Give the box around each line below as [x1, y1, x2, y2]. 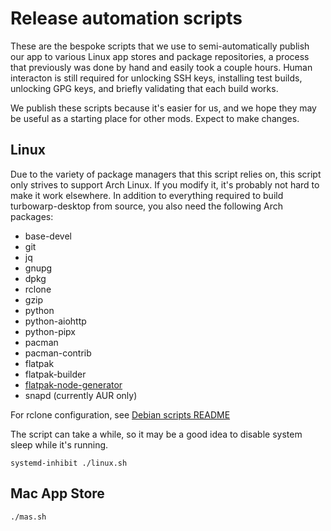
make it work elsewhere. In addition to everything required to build [10, 189, 284, 201]
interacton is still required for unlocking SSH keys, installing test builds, [10, 72, 303, 84]
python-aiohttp [24, 315, 87, 327]
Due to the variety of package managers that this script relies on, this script [10, 168, 322, 180]
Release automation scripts [10, 7, 243, 30]
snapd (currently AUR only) [24, 389, 138, 401]
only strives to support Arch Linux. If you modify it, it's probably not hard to [10, 178, 320, 191]
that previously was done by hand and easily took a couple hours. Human [10, 61, 313, 73]
